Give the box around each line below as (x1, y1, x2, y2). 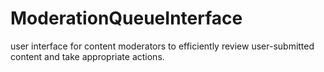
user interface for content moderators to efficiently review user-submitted (10, 40, 315, 52)
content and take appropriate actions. (10, 50, 165, 62)
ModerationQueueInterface (10, 7, 243, 30)
